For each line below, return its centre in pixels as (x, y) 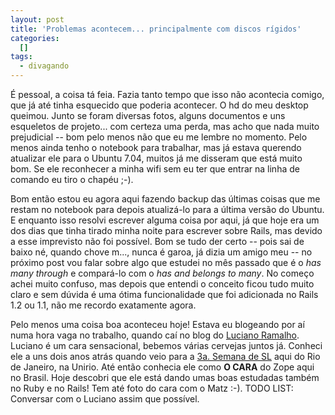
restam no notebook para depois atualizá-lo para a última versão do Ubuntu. (167, 209)
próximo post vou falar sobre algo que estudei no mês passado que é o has (166, 262)
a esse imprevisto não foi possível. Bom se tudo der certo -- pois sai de (157, 241)
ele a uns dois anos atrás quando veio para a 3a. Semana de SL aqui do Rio (165, 356)
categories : (35, 38)
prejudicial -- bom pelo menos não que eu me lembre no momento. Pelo (159, 137)
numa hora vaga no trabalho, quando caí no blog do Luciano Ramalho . (155, 335)
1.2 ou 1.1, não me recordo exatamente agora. (103, 305)
